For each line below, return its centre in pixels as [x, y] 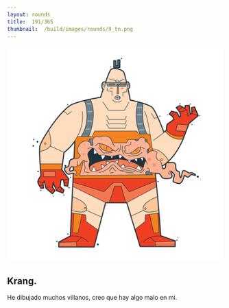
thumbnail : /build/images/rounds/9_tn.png [70, 29]
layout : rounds [29, 14]
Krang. [22, 281]
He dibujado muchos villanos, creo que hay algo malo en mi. [92, 298]
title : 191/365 [30, 22]
